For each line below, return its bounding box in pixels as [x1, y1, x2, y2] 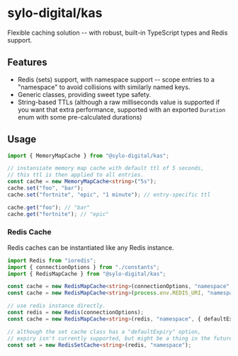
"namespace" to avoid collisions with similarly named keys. [17, 83, 191, 91]
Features [7, 57, 47, 69]
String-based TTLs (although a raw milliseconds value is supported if [17, 98, 220, 106]
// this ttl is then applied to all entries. [7, 171, 144, 178]
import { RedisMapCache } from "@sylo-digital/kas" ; [7, 270, 166, 277]
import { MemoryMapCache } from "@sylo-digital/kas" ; [7, 152, 170, 159]
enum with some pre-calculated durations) [17, 113, 142, 121]
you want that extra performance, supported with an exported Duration [17, 105, 226, 114]
